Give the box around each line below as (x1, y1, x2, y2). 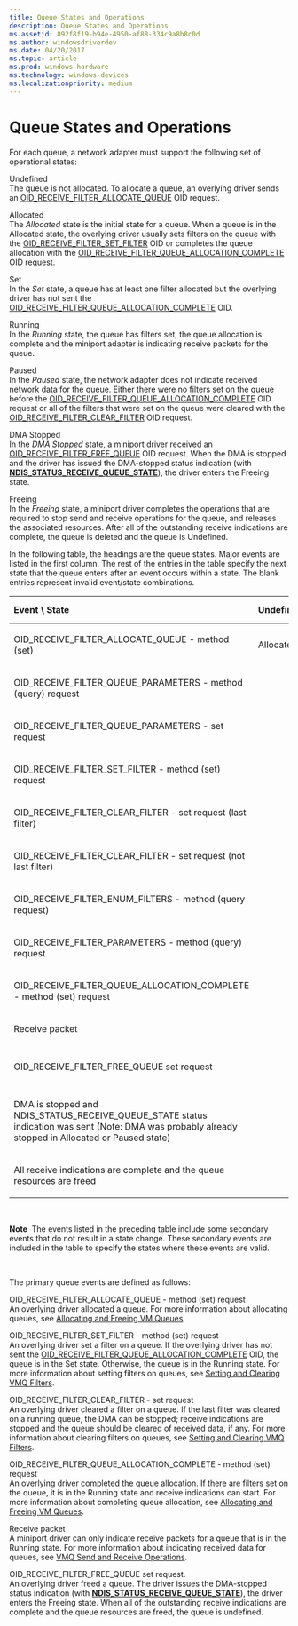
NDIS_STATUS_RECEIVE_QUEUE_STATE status (13, 1109, 208, 1122)
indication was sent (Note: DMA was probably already (13, 1120, 238, 1132)
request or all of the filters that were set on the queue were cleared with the (9, 402, 286, 413)
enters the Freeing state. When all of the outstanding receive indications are (9, 1597, 286, 1607)
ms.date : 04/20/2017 (9, 46, 86, 55)
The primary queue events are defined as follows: (9, 1276, 191, 1288)
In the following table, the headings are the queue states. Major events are (9, 548, 281, 559)
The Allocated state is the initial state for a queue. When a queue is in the (9, 218, 277, 229)
